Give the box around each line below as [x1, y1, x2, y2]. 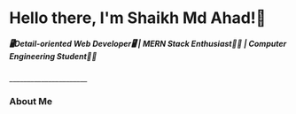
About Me [9, 95, 53, 108]
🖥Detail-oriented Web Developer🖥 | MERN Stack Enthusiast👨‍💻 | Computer [9, 38, 287, 49]
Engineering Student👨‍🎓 [9, 50, 97, 61]
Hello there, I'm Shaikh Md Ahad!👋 [9, 8, 267, 28]
